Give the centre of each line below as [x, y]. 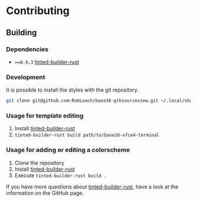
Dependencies [27, 49]
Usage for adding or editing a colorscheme [68, 150]
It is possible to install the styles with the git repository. [72, 90]
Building [21, 33]
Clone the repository [39, 163]
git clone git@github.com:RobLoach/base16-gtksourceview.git [82, 101]
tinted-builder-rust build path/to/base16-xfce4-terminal [87, 135]
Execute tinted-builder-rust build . [60, 175]
